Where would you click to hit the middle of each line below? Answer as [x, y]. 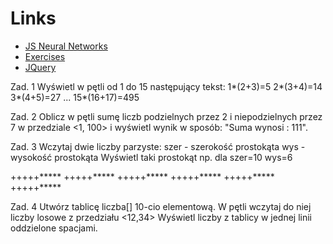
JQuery [40, 67]
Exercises [45, 56]
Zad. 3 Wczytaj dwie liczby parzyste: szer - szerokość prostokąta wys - [158, 146]
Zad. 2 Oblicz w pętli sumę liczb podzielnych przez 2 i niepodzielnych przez [166, 116]
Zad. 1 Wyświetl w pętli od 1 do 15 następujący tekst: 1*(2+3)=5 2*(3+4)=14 [166, 86]
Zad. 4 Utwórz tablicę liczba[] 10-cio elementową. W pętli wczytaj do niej [161, 206]
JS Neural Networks [66, 46]
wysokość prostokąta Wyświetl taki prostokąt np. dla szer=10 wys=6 [151, 157]
